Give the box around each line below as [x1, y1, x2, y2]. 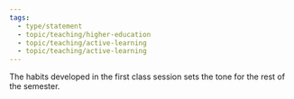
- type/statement [17, 22, 83, 31]
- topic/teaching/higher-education [17, 30, 152, 39]
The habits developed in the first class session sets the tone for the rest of [9, 71, 286, 82]
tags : [9, 13, 30, 22]
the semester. [9, 81, 60, 92]
